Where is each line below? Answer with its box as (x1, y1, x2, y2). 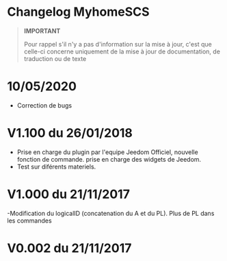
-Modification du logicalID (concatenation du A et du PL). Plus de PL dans (7, 209, 215, 217)
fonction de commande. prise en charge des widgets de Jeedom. (16, 155, 202, 163)
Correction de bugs (16, 101, 72, 110)
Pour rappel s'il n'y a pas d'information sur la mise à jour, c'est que (23, 40, 212, 48)
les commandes (7, 216, 53, 225)
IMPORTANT (23, 27, 61, 35)
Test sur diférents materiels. (16, 162, 96, 171)
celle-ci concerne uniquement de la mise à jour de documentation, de (23, 47, 221, 55)
